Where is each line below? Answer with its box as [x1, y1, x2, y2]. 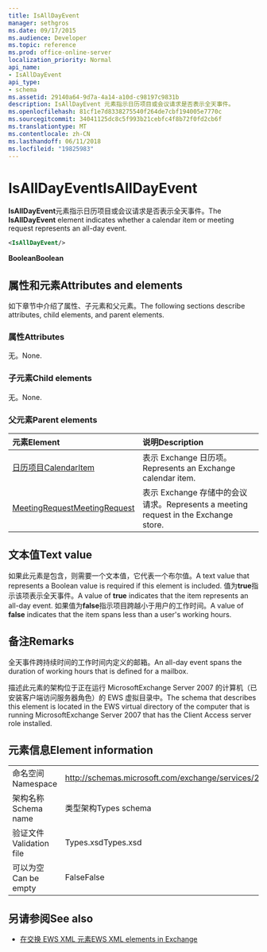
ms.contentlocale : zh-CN [8, 130, 91, 138]
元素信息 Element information [8, 743, 153, 756]
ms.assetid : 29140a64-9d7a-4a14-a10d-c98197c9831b [8, 93, 180, 101]
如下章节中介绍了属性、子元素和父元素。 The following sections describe [8, 301, 246, 310]
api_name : [8, 64, 41, 72]
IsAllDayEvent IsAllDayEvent [8, 179, 198, 197]
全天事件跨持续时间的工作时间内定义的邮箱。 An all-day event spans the [8, 657, 242, 666]
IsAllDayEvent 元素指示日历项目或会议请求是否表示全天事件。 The [8, 206, 222, 216]
